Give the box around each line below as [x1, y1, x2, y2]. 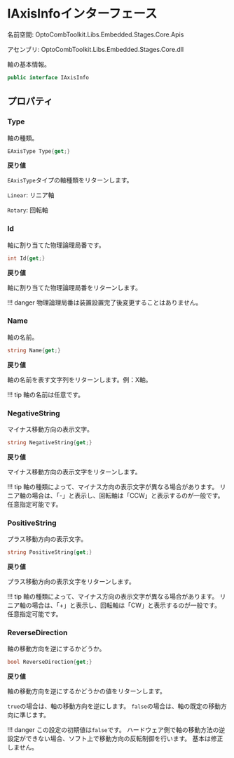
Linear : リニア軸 [7, 191, 55, 199]
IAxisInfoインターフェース [7, 6, 158, 22]
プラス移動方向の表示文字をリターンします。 [7, 578, 135, 586]
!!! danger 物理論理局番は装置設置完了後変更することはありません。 [7, 298, 202, 307]
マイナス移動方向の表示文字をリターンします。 [7, 467, 142, 476]
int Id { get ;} [7, 255, 46, 262]
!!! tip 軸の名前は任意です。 [7, 390, 85, 399]
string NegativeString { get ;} [7, 439, 92, 446]
